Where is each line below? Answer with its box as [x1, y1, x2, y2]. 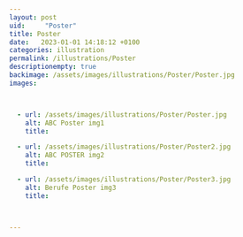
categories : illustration [9, 46, 104, 55]
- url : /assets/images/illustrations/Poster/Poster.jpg [17, 110, 227, 119]
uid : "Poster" [9, 21, 77, 30]
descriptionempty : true [9, 63, 97, 72]
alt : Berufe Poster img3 [25, 183, 117, 192]
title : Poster [9, 29, 62, 38]
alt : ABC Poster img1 [25, 119, 104, 127]
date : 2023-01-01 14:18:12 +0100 [9, 37, 140, 47]
